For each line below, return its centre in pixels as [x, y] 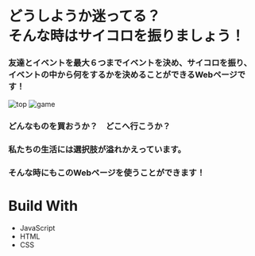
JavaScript [37, 228]
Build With [43, 206]
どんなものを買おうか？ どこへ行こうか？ [89, 126]
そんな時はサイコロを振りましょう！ [127, 36]
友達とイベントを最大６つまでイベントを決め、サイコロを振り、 [130, 63]
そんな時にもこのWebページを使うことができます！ [106, 173]
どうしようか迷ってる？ [85, 16]
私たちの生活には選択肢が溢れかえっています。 [97, 150]
